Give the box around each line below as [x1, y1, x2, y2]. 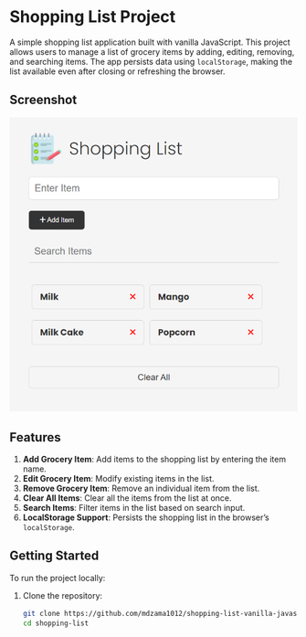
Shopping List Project [9, 6, 176, 27]
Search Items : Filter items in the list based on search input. [22, 502, 246, 513]
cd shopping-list [22, 619, 90, 628]
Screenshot [9, 92, 78, 108]
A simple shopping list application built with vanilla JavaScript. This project [9, 37, 290, 48]
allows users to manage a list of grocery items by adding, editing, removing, [9, 46, 295, 57]
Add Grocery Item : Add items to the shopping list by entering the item [22, 453, 286, 464]
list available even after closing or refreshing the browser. [9, 66, 226, 77]
